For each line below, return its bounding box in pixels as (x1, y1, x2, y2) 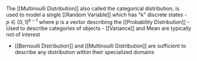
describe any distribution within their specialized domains (14, 48, 155, 55)
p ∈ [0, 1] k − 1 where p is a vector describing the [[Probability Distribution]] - (6, 18, 190, 25)
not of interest (6, 30, 41, 38)
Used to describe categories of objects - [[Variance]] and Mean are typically (6, 25, 192, 32)
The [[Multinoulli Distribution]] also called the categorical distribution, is (6, 5, 180, 12)
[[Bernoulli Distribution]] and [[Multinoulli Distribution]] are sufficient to (14, 42, 186, 49)
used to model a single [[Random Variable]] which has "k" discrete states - (6, 11, 187, 18)
